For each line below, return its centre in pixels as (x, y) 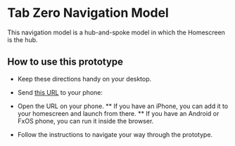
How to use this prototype (65, 62)
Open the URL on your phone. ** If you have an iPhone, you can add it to (123, 106)
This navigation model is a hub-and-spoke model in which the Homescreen (116, 32)
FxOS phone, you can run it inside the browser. (85, 121)
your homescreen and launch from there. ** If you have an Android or (118, 113)
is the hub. (23, 39)
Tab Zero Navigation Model (88, 13)
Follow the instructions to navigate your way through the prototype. (115, 134)
